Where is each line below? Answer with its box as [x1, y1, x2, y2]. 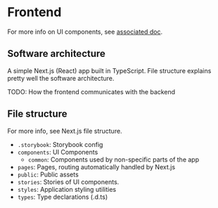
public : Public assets [17, 170, 79, 178]
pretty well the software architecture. [7, 74, 115, 82]
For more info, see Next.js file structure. [7, 126, 122, 135]
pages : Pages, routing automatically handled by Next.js [17, 162, 176, 171]
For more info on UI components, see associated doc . [7, 27, 163, 36]
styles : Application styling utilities [17, 185, 117, 193]
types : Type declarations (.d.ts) [17, 193, 108, 201]
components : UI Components [17, 148, 98, 156]
